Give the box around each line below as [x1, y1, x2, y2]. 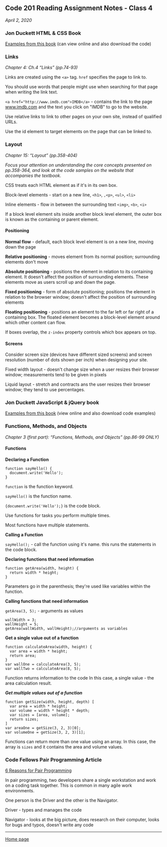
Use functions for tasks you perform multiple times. [5, 512, 111, 518]
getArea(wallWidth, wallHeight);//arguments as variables [5, 626, 128, 631]
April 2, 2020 [5, 17, 32, 23]
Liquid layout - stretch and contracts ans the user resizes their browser [5, 381, 151, 387]
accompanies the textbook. [5, 172, 62, 178]
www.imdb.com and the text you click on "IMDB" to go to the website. [5, 104, 148, 110]
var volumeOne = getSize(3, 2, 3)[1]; [5, 730, 85, 735]
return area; [9, 653, 37, 658]
